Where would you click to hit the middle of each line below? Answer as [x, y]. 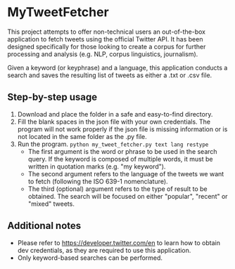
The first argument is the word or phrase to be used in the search [122, 151]
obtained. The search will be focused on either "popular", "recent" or [128, 196]
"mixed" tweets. [51, 204]
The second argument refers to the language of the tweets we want [126, 173]
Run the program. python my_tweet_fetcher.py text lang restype [113, 144]
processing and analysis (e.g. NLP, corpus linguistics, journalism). [103, 54]
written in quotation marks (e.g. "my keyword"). [97, 166]
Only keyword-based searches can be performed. [90, 258]
